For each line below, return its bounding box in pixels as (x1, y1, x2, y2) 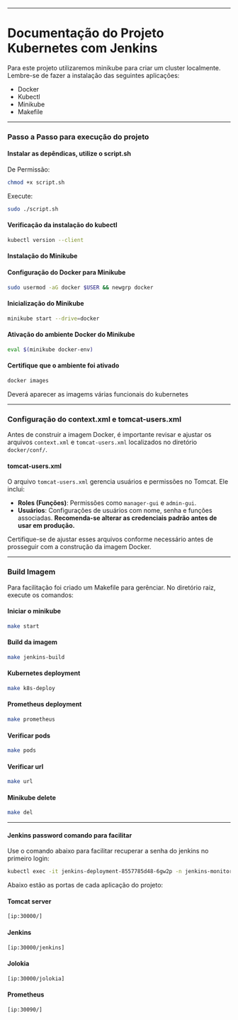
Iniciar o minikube (7, 607, 62, 616)
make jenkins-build (7, 653, 65, 660)
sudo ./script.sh (7, 205, 59, 213)
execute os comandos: (7, 590, 74, 599)
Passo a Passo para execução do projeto (7, 132, 149, 142)
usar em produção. (17, 521, 76, 530)
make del (7, 809, 33, 816)
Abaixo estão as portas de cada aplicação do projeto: (7, 881, 164, 889)
